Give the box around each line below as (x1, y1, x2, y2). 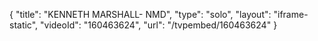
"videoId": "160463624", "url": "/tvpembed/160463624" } (40, 19, 278, 31)
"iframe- (273, 9, 309, 20)
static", (9, 19, 39, 31)
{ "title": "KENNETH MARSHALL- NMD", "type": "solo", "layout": (9, 9, 272, 20)
